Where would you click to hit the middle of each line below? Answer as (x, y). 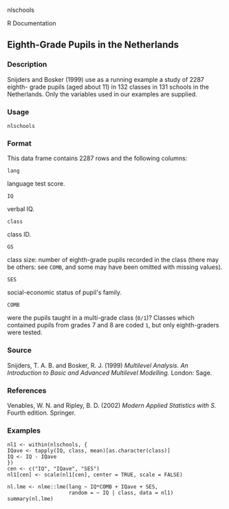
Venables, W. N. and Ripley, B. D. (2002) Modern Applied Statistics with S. (112, 405)
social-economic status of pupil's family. (65, 292)
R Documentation (32, 23)
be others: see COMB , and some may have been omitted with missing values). (115, 267)
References (27, 390)
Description (27, 65)
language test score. (36, 184)
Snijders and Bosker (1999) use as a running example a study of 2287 (106, 79)
